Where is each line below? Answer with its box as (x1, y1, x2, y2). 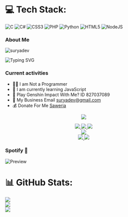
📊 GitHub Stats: (5, 177, 73, 188)
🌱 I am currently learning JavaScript (12, 86, 86, 92)
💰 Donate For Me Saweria (12, 103, 66, 108)
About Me (5, 36, 30, 43)
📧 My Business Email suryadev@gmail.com (12, 97, 101, 103)
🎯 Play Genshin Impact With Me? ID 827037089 (12, 92, 110, 98)
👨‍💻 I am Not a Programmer (12, 81, 68, 87)
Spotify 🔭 (5, 147, 28, 154)
